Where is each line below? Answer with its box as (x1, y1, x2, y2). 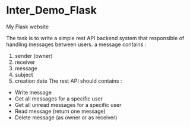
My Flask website (6, 23, 49, 30)
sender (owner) (14, 52, 53, 59)
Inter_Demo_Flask (6, 4, 97, 17)
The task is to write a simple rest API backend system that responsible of (6, 34, 185, 41)
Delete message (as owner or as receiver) (14, 113, 118, 121)
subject (14, 71, 34, 78)
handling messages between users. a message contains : (6, 41, 147, 48)
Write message (14, 89, 52, 96)
